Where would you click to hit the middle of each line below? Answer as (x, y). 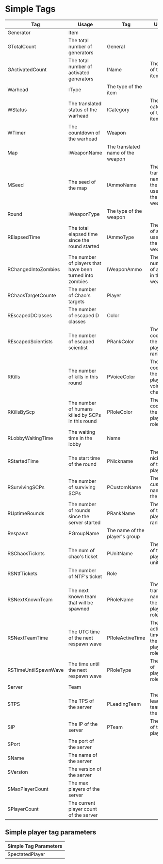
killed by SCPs (85, 415)
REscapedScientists (30, 341)
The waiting (82, 432)
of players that (85, 263)
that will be (81, 602)
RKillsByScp (21, 412)
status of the (83, 109)
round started (84, 246)
